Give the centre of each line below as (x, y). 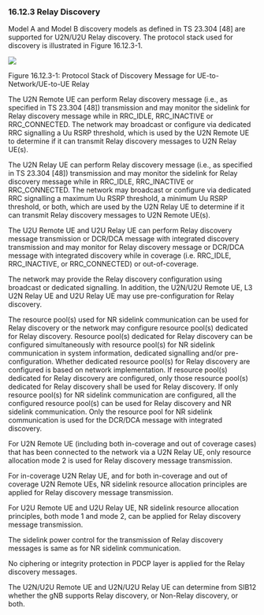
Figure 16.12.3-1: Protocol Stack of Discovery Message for (102, 76)
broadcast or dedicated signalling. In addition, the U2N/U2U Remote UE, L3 (130, 288)
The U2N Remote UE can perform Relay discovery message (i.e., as (118, 99)
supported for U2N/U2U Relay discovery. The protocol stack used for (121, 37)
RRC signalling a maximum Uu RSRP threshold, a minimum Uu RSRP (118, 199)
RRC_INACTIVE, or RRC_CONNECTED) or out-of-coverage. (103, 264)
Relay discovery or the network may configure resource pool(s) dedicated (128, 328)
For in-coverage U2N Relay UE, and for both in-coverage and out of (118, 476)
